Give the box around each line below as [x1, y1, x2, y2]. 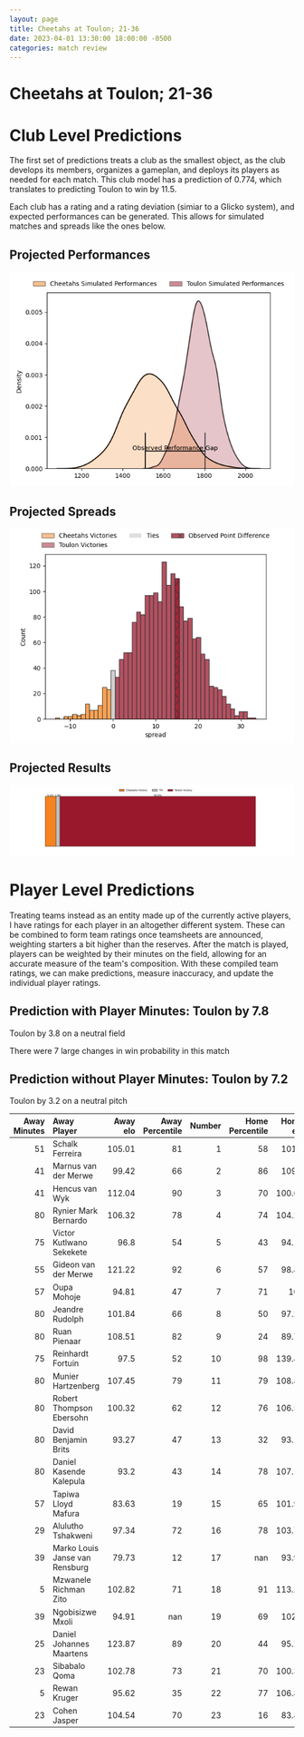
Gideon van [52, 1259, 96, 1270]
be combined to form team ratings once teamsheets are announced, [9, 929, 264, 940]
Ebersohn [52, 1411, 89, 1423]
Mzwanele [52, 1575, 92, 1586]
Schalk [52, 1138, 79, 1149]
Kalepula [52, 1476, 86, 1487]
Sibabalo [52, 1661, 86, 1672]
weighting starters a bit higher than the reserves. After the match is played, [9, 939, 290, 950]
